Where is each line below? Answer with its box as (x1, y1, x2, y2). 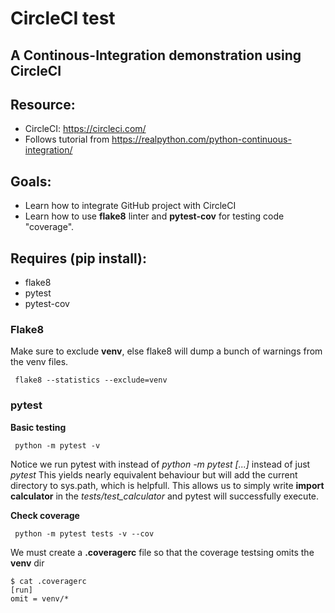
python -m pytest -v (14, 440, 101, 451)
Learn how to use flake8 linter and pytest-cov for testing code (24, 210, 285, 222)
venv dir (10, 557, 45, 569)
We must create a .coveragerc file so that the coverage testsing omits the (10, 546, 315, 558)
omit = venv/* (10, 593, 70, 604)
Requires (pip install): (10, 250, 147, 267)
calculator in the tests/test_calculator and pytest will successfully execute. (10, 490, 320, 502)
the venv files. (10, 356, 69, 368)
